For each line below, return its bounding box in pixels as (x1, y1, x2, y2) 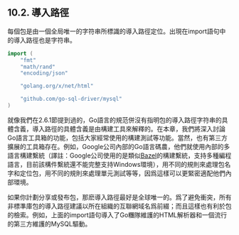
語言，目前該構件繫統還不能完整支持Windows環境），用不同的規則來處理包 (7, 160, 225, 168)
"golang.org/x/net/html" (20, 82, 94, 90)
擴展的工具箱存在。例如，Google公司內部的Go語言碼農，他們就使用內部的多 (7, 142, 230, 151)
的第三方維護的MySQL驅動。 (7, 219, 92, 228)
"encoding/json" (20, 70, 69, 77)
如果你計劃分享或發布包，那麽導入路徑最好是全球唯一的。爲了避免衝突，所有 (7, 192, 232, 201)
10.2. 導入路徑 (7, 6, 70, 19)
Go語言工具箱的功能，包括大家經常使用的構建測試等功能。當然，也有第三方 (7, 133, 228, 142)
